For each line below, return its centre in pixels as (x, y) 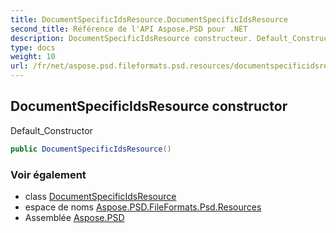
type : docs (33, 47)
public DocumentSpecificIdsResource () (91, 149)
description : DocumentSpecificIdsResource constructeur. (131, 38)
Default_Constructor (51, 130)
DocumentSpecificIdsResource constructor (149, 106)
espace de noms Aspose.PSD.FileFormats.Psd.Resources (143, 207)
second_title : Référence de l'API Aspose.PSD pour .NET (129, 29)
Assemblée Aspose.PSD (74, 217)
